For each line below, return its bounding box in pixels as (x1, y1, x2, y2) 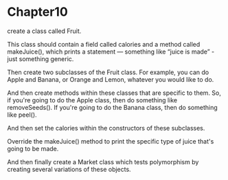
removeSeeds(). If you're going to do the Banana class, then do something (7, 103, 218, 111)
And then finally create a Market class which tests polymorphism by (7, 157, 199, 166)
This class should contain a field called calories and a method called (7, 40, 201, 48)
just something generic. (7, 54, 74, 63)
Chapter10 (7, 4, 69, 20)
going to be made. (7, 144, 59, 153)
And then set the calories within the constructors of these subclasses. (7, 124, 205, 132)
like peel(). (7, 111, 37, 119)
